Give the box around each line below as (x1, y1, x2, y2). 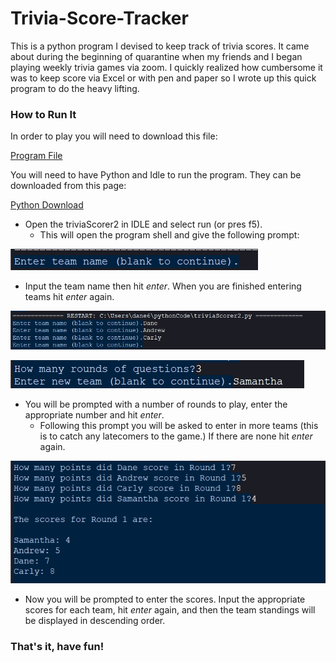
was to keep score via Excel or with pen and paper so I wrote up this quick (10, 72, 317, 84)
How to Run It (10, 107, 77, 121)
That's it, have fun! (10, 639, 105, 653)
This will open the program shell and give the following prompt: (39, 229, 300, 241)
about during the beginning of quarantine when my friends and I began (10, 50, 303, 62)
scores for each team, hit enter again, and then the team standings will (24, 603, 316, 616)
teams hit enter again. (24, 291, 115, 303)
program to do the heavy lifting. (10, 82, 140, 94)
